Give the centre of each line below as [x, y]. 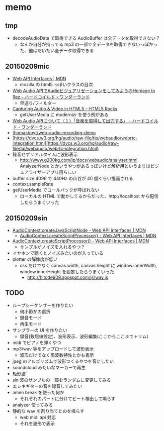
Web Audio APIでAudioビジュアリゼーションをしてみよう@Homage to [84, 91]
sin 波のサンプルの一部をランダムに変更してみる [61, 380]
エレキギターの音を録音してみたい [47, 386]
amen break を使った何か [38, 393]
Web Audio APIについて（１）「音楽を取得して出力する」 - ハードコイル [85, 120]
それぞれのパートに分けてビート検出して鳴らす [68, 399]
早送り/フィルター [38, 103]
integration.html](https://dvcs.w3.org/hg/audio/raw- [66, 143]
